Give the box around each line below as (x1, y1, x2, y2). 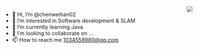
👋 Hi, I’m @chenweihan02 (11, 11, 76, 18)
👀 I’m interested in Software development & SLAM (11, 17, 136, 24)
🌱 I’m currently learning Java (11, 24, 84, 30)
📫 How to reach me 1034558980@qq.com (11, 37, 119, 43)
